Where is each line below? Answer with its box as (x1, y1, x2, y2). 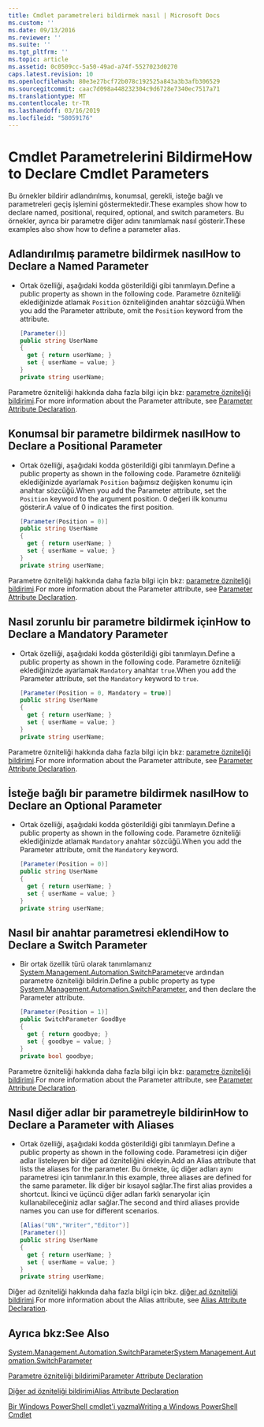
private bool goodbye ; (19, 1052, 95, 1060)
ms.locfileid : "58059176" (8, 114, 93, 122)
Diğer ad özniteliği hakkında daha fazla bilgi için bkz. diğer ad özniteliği (8, 1287, 238, 1297)
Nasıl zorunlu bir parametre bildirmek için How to (8, 616, 251, 629)
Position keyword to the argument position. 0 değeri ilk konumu (19, 494, 228, 503)
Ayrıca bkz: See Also (8, 1326, 110, 1340)
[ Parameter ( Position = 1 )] (19, 1008, 109, 1016)
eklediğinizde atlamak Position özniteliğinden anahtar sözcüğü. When (19, 297, 246, 307)
